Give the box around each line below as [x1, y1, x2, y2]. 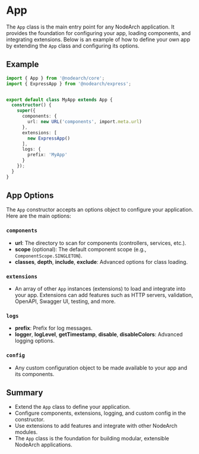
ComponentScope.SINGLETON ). [14, 252, 83, 259]
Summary [6, 387, 43, 398]
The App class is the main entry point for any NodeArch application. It [6, 23, 175, 30]
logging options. [14, 337, 55, 345]
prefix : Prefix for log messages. [14, 324, 93, 332]
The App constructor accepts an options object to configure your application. [6, 206, 194, 213]
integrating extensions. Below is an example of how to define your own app [6, 36, 190, 43]
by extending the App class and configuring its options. [6, 42, 140, 49]
